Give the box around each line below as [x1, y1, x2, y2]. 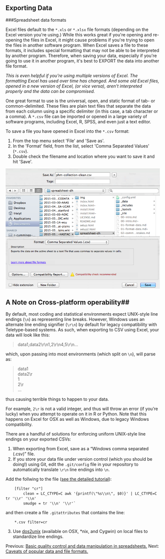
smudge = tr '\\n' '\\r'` [23, 501, 76, 506]
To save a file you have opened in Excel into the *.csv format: [5, 128, 130, 134]
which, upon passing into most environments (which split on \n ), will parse [5, 351, 156, 357]
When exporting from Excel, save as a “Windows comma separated [12, 446, 149, 452]
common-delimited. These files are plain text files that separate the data [5, 103, 151, 109]
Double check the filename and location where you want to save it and [12, 153, 155, 159]
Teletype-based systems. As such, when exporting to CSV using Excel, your [5, 327, 160, 333]
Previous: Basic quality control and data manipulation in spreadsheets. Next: [5, 543, 160, 549]
